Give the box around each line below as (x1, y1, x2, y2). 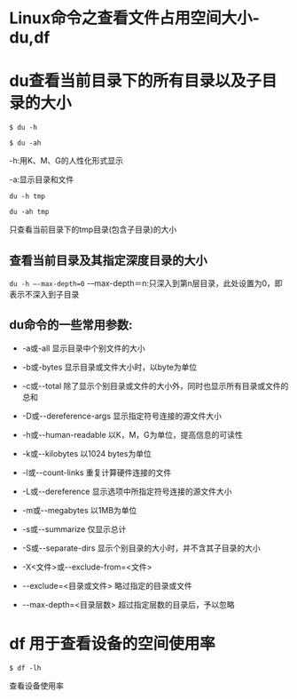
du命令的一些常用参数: (9, 317, 133, 333)
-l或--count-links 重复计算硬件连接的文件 (21, 467, 172, 478)
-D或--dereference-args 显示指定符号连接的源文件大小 (21, 410, 222, 421)
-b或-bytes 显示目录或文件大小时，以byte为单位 (21, 361, 198, 372)
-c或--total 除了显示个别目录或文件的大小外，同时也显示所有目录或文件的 (21, 380, 289, 391)
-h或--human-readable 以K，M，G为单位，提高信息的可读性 (21, 429, 243, 440)
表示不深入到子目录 (9, 289, 80, 299)
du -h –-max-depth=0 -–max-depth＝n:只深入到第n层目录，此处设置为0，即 (9, 277, 283, 289)
